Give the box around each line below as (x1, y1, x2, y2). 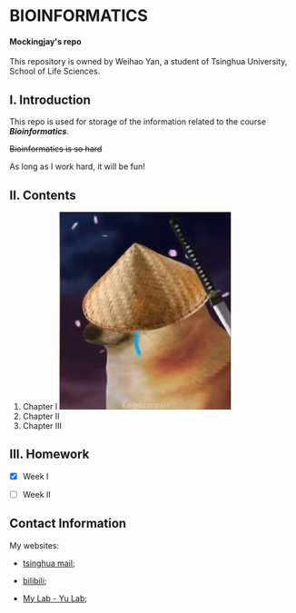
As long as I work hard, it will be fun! (9, 161, 145, 173)
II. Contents (9, 187, 76, 203)
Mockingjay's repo (9, 35, 82, 46)
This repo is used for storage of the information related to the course (9, 116, 266, 127)
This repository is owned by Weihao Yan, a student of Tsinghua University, (9, 56, 288, 67)
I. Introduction (9, 92, 91, 107)
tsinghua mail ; (22, 558, 75, 569)
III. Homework (9, 447, 90, 462)
